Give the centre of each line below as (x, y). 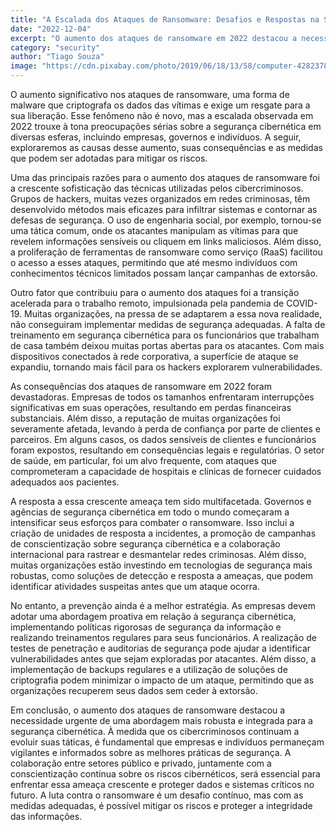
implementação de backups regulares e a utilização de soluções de (149, 669)
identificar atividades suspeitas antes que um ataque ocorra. (135, 586)
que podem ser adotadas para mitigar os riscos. (109, 158)
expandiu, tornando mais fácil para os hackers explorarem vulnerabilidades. (166, 367)
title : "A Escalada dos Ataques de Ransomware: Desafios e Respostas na (165, 19)
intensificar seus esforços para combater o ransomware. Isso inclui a (152, 522)
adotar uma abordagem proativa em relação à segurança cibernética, (153, 616)
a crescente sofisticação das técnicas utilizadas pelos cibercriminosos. (157, 188)
